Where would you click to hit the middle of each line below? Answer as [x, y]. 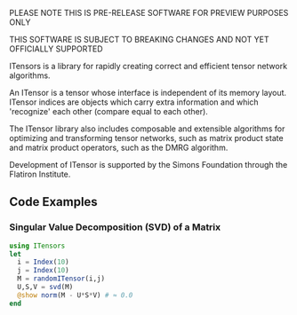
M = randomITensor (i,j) [61, 279]
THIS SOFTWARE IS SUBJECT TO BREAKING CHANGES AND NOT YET [139, 39]
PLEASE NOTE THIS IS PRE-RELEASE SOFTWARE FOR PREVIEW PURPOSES [149, 13]
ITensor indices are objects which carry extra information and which [134, 102]
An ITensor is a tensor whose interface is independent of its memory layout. [148, 93]
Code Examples [53, 202]
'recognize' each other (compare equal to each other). [109, 111]
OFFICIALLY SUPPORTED [56, 49]
